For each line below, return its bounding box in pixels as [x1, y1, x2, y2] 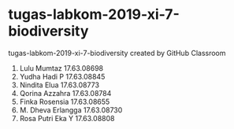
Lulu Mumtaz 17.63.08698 [19, 63, 104, 72]
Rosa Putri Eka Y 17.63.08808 [19, 113, 115, 123]
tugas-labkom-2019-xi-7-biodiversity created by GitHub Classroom [8, 48, 226, 57]
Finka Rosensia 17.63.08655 [19, 97, 110, 106]
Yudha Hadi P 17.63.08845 [19, 72, 106, 81]
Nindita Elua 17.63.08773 [19, 80, 100, 90]
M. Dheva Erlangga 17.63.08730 [19, 105, 123, 115]
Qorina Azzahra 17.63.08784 [19, 88, 112, 98]
